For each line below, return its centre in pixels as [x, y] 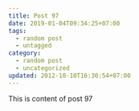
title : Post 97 [34, 16]
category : [25, 53]
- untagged [34, 46]
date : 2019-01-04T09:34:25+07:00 [64, 23]
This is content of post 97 [51, 98]
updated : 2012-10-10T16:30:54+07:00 [69, 76]
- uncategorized [43, 68]
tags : [17, 31]
